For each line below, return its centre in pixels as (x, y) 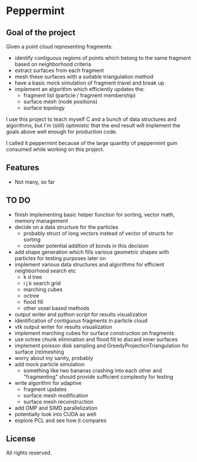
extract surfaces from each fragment (59, 70)
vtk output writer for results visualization (63, 326)
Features (23, 168)
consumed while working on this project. (55, 149)
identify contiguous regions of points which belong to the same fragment (103, 58)
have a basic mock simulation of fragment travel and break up (89, 83)
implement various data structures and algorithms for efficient (89, 264)
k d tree (33, 276)
